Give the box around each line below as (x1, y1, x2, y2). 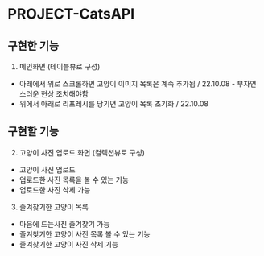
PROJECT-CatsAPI (7, 5, 135, 23)
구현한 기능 (7, 39, 60, 52)
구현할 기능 (7, 125, 60, 138)
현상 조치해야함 (40, 89, 89, 98)
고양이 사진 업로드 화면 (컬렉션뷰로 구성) (19, 147, 146, 157)
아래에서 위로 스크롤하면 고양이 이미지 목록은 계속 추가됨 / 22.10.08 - (19, 79, 235, 89)
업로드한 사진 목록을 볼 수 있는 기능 (19, 175, 130, 184)
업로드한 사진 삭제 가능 (19, 184, 91, 194)
